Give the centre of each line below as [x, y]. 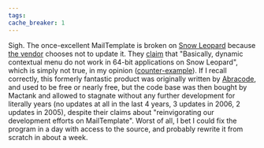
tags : [17, 15]
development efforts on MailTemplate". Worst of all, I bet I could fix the [123, 120]
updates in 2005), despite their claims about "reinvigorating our [111, 112]
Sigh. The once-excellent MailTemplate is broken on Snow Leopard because [132, 45]
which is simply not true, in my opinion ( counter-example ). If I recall [117, 70]
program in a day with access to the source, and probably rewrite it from [126, 129]
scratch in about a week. [48, 137]
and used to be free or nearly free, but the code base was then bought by [128, 87]
